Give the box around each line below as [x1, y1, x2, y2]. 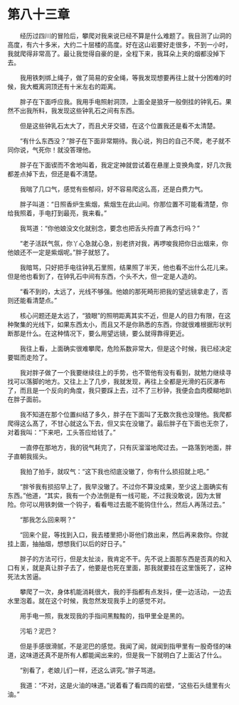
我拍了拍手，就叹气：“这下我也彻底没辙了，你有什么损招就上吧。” [19, 467, 210, 475]
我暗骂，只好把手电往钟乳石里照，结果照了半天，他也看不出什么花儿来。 [19, 263, 232, 272]
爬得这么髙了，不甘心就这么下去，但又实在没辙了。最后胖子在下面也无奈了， [7, 418, 232, 428]
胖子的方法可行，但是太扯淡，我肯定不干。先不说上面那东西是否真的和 [19, 554, 225, 563]
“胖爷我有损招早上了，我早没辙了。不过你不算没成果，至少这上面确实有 [19, 482, 229, 490]
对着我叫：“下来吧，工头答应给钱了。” [7, 428, 116, 436]
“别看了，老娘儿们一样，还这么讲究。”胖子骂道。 [19, 666, 160, 674]
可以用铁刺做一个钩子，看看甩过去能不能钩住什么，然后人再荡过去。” [26, 500, 225, 508]
